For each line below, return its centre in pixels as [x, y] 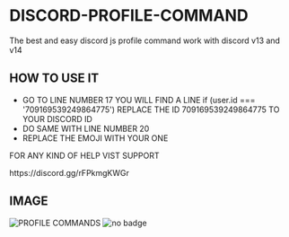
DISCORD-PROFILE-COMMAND [129, 16]
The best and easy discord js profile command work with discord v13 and [145, 40]
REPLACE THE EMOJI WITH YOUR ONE [95, 138]
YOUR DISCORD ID [57, 118]
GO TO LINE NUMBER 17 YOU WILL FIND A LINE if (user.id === [139, 100]
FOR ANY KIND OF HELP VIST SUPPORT [84, 155]
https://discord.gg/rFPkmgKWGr [70, 172]
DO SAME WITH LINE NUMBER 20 [86, 128]
